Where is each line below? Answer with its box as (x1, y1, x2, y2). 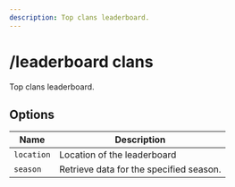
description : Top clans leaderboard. (9, 13, 150, 22)
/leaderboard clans (9, 51, 154, 72)
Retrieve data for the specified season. (59, 163, 222, 175)
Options (9, 106, 55, 122)
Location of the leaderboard (59, 149, 177, 161)
